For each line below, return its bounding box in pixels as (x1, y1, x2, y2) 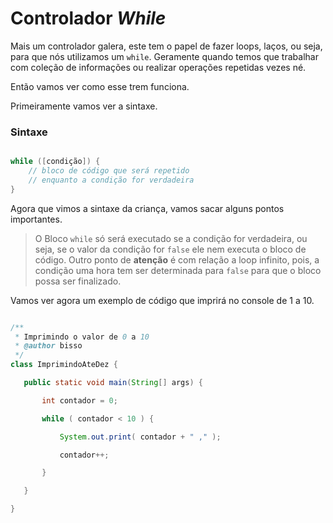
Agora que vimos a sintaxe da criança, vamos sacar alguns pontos (10, 202, 285, 214)
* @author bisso (14, 341, 83, 351)
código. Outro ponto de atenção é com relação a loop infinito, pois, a (34, 253, 320, 266)
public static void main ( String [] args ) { (23, 378, 203, 388)
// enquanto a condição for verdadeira (28, 175, 195, 185)
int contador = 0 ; (41, 395, 118, 406)
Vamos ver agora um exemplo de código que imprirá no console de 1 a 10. (10, 294, 315, 306)
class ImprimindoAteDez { (10, 360, 118, 370)
